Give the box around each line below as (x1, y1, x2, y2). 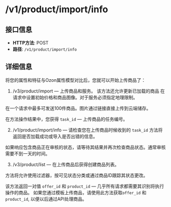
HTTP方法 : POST (12, 40, 49, 45)
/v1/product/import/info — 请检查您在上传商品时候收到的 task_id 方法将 (12, 127, 163, 133)
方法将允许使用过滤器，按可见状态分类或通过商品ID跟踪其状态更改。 (5, 172, 148, 178)
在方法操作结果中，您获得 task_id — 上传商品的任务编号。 (5, 116, 128, 122)
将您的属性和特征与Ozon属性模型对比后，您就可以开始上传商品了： (5, 77, 146, 83)
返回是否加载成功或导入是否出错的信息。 (12, 133, 98, 139)
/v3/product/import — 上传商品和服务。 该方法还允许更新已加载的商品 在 (12, 88, 165, 94)
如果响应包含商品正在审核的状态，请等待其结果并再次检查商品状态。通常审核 (5, 144, 166, 150)
